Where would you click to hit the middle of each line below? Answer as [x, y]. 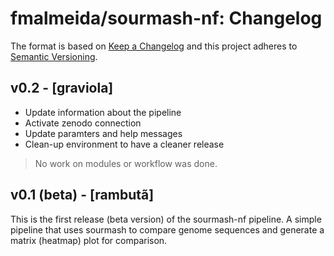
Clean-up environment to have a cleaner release [124, 144]
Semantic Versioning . [54, 56]
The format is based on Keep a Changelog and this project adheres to [154, 46]
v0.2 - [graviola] [62, 88]
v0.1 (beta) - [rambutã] [82, 195]
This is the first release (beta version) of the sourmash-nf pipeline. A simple [166, 219]
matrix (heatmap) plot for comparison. [89, 240]
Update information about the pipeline [103, 112]
